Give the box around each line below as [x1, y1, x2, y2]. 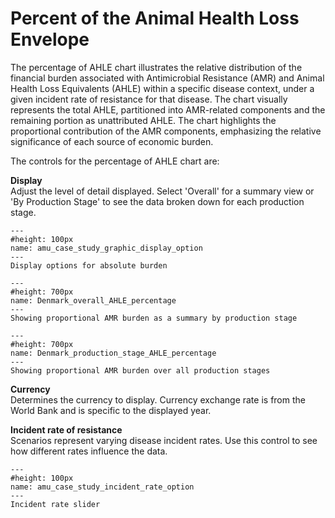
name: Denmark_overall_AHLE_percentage [10, 295, 177, 306]
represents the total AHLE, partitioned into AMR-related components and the [10, 103, 326, 116]
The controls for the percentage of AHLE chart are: [10, 155, 220, 167]
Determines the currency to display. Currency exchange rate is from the [10, 393, 306, 406]
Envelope [10, 28, 90, 51]
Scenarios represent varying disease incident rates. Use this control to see [10, 434, 318, 446]
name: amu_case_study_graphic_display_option [10, 243, 203, 253]
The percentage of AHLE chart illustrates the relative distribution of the [10, 61, 303, 73]
